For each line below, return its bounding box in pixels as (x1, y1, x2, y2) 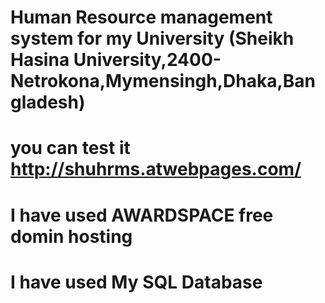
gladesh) (10, 91, 86, 114)
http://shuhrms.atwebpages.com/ (10, 158, 302, 181)
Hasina (10, 49, 70, 71)
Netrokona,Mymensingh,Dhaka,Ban (10, 70, 317, 93)
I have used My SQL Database (10, 271, 263, 293)
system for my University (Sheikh (10, 27, 295, 50)
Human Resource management (10, 6, 273, 29)
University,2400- (73, 49, 222, 71)
